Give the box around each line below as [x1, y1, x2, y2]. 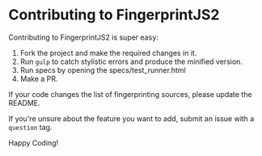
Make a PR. [19, 74, 58, 83]
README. [8, 98, 40, 108]
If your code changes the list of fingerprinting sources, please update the [8, 89, 252, 99]
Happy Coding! [8, 137, 59, 147]
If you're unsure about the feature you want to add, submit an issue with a [8, 113, 255, 123]
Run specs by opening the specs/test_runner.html [19, 65, 186, 74]
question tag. [8, 122, 53, 132]
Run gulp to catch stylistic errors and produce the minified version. [19, 57, 243, 66]
